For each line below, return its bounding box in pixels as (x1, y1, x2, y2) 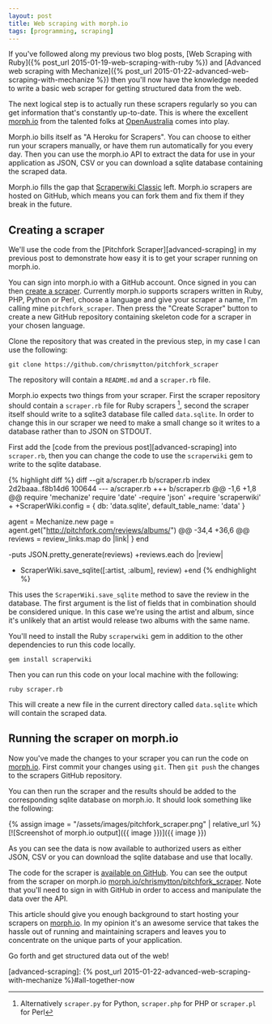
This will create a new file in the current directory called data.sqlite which (8, 699, 257, 709)
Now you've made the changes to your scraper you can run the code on (8, 753, 249, 763)
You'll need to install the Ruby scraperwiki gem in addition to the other (8, 631, 244, 641)
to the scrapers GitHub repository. (8, 770, 122, 780)
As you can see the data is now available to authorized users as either (8, 843, 242, 853)
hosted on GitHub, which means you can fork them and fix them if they (8, 191, 244, 201)
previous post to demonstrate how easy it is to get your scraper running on (8, 253, 258, 263)
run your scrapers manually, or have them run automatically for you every (8, 141, 253, 151)
